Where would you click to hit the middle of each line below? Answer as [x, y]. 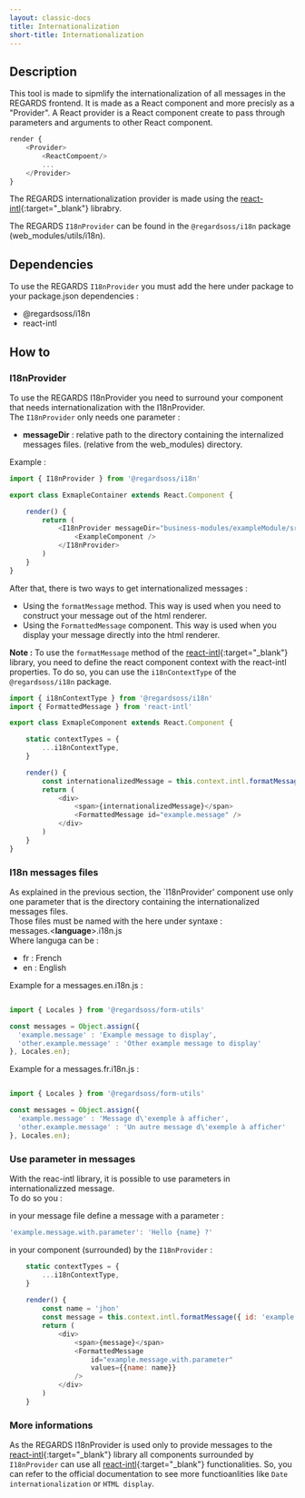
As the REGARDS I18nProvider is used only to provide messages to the [141, 1445]
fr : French [42, 957]
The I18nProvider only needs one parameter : [95, 417]
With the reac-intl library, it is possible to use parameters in [120, 1179]
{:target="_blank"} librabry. [71, 208]
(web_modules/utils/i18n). [58, 236]
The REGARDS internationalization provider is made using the [124, 199]
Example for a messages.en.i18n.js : [76, 985]
